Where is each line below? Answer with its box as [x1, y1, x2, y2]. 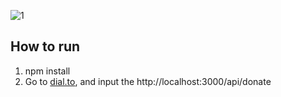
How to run [10, 38, 81, 55]
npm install [24, 65, 71, 77]
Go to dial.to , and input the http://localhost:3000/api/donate [24, 75, 272, 87]
